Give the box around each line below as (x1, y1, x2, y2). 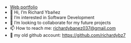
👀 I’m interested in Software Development (9, 15, 95, 20)
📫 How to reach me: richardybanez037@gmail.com (9, 25, 116, 31)
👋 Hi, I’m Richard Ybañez (9, 9, 61, 15)
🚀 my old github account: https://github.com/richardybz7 (9, 32, 126, 38)
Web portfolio (9, 4, 38, 10)
